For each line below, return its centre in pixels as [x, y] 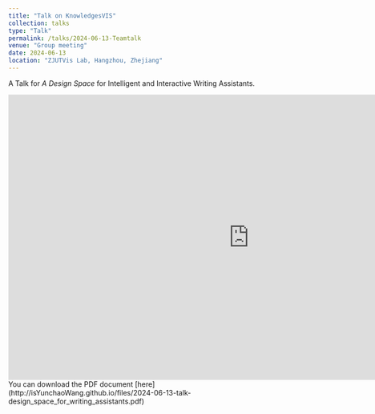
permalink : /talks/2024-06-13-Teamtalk [75, 38]
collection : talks [39, 23]
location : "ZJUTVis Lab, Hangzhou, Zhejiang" [85, 61]
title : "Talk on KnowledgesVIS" [62, 16]
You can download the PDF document [71, 384]
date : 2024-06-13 [37, 53]
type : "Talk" [30, 30]
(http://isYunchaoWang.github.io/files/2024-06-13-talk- [100, 392]
